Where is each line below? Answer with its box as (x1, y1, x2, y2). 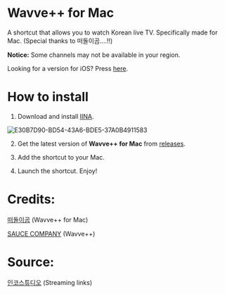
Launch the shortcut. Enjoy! (17, 167, 98, 175)
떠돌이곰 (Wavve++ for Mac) (7, 215, 89, 224)
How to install (7, 89, 89, 105)
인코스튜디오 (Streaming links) (7, 278, 93, 286)
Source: (7, 255, 55, 270)
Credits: (7, 191, 56, 207)
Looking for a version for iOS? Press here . (7, 64, 129, 72)
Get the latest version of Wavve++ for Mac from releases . (17, 139, 186, 148)
